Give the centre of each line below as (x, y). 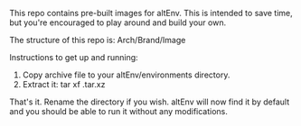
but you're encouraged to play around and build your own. (118, 22)
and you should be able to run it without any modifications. (119, 111)
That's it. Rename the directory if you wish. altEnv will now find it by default (150, 102)
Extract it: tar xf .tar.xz (64, 84)
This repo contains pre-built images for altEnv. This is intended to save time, (151, 13)
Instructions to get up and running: (74, 57)
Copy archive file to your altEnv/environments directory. (126, 75)
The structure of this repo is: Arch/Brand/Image (98, 40)
